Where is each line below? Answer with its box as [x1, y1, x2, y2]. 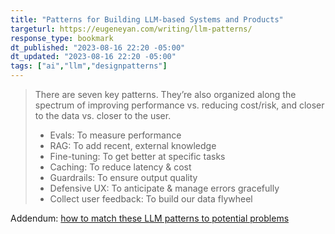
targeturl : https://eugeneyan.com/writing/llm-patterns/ [10, 24, 253, 34]
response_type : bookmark [10, 33, 114, 43]
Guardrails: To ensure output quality [49, 172, 198, 183]
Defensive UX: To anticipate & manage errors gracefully [49, 182, 280, 194]
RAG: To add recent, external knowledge [49, 140, 217, 151]
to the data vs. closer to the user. [34, 110, 172, 121]
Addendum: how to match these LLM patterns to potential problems [10, 212, 290, 224]
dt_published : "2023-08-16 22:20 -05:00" [10, 42, 186, 53]
